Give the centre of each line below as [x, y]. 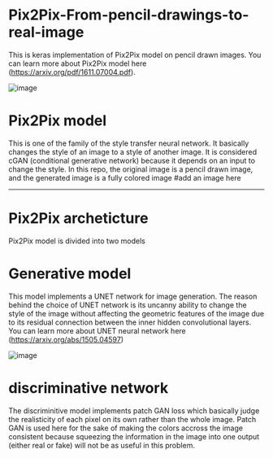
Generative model [70, 273]
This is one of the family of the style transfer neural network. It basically [129, 143]
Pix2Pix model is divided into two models [77, 241]
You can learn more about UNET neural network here [97, 330]
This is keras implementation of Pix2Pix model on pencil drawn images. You [135, 55]
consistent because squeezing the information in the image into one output [134, 436]
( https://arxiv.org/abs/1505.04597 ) [66, 339]
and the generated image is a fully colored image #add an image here [125, 177]
